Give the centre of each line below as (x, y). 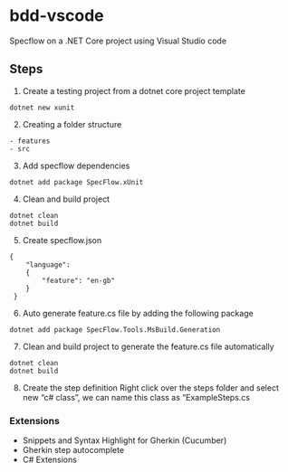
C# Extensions (49, 460)
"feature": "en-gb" (79, 280)
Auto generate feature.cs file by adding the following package (138, 313)
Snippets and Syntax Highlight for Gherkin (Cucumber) (125, 440)
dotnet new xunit (42, 108)
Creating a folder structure (72, 124)
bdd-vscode (57, 16)
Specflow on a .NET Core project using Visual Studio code (118, 41)
